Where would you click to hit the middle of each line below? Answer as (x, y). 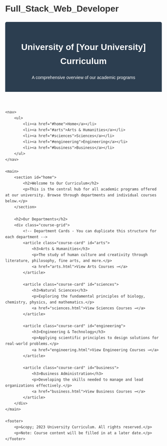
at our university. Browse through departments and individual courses (81, 195)
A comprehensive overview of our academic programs (83, 78)
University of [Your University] (83, 47)
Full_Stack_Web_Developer (62, 9)
